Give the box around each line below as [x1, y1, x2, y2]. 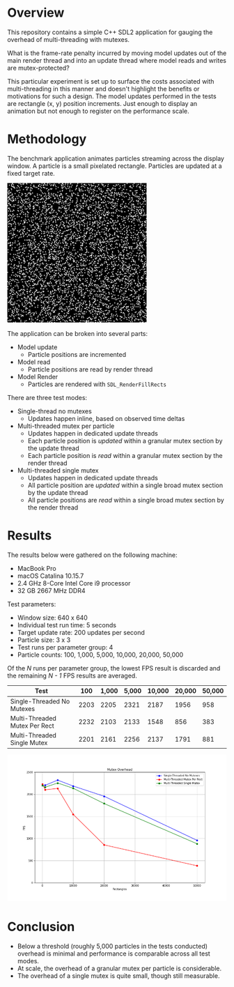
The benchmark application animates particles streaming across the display [7, 154, 225, 162]
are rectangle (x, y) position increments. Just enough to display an [7, 99, 198, 107]
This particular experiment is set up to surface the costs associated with [7, 77, 214, 85]
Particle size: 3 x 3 [17, 636, 71, 644]
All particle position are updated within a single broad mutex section [27, 481, 224, 489]
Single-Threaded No [10, 697, 70, 705]
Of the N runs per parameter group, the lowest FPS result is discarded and [7, 664, 221, 672]
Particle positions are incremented [27, 350, 127, 358]
